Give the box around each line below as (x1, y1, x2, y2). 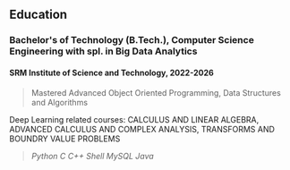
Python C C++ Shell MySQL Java (30, 150, 154, 161)
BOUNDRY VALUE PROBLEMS (9, 133, 121, 144)
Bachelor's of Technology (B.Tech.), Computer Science (9, 34, 255, 47)
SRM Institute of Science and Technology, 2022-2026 (9, 67, 215, 78)
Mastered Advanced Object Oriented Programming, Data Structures (30, 87, 282, 98)
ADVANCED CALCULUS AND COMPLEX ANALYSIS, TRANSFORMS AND (9, 123, 276, 134)
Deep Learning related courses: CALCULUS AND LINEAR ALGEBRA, (9, 114, 260, 124)
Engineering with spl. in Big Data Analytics (9, 45, 198, 57)
